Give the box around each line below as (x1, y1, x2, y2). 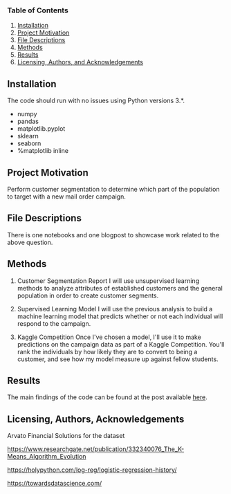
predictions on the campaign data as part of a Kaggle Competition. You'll (17, 340, 225, 348)
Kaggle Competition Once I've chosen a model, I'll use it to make (17, 333, 202, 341)
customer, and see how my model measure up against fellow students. (17, 355, 219, 363)
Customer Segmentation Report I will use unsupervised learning (17, 276, 199, 285)
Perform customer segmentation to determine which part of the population (7, 185, 220, 193)
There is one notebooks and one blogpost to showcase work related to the (7, 230, 220, 239)
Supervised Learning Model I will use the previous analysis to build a (17, 304, 213, 313)
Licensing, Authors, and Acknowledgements (17, 58, 144, 66)
